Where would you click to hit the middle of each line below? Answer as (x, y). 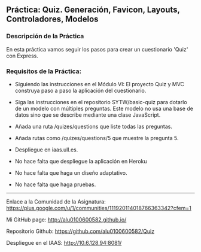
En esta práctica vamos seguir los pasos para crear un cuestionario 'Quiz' (97, 49)
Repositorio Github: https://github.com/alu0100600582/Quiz (80, 231)
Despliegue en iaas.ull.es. (46, 150)
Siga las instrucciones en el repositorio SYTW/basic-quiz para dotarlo (101, 102)
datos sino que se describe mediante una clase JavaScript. (88, 115)
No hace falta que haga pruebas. (55, 184)
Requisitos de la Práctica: (44, 71)
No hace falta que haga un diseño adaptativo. (71, 172)
